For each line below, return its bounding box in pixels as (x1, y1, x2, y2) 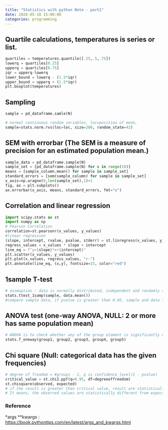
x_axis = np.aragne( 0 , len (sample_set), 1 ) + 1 (5, 178, 93, 183)
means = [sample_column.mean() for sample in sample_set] (5, 169, 128, 174)
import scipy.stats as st (5, 214, 59, 220)
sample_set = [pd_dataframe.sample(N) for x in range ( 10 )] (5, 164, 131, 169)
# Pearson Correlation (5, 224, 52, 229)
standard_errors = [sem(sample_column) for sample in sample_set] (5, 173, 146, 179)
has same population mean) (5, 319, 94, 327)
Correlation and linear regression (5, 201, 110, 210)
